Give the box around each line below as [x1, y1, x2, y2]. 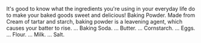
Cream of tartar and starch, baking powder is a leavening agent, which [6, 18, 183, 25]
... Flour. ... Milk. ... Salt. [6, 31, 65, 38]
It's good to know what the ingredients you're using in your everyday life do [6, 5, 196, 12]
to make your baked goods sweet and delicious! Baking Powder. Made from [6, 12, 196, 19]
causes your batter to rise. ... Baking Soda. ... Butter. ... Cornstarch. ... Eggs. [6, 24, 196, 31]
